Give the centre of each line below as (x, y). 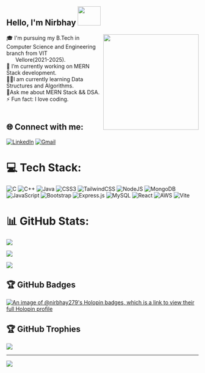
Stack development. (31, 72)
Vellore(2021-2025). (40, 59)
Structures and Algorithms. (40, 86)
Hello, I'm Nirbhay (41, 23)
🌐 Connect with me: (45, 127)
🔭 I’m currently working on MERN (48, 66)
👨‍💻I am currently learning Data (45, 79)
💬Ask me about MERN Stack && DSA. (53, 92)
